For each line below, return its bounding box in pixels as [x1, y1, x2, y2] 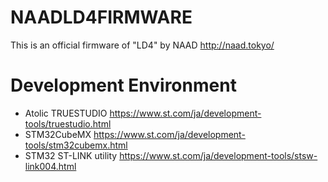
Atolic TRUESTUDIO [24, 107, 108, 119]
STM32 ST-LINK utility [24, 149, 118, 161]
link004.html [24, 160, 77, 172]
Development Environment [10, 74, 237, 97]
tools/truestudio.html [24, 117, 112, 130]
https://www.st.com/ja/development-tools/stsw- [119, 149, 318, 161]
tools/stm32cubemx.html [24, 139, 128, 151]
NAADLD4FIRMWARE [10, 6, 193, 29]
